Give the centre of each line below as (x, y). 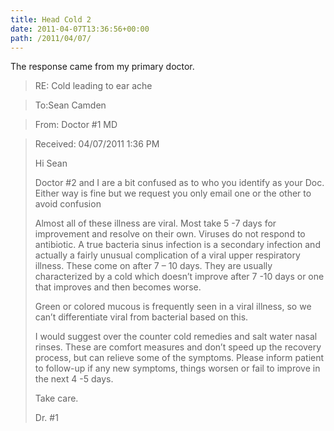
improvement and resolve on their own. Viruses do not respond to (170, 234)
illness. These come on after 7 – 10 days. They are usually (153, 266)
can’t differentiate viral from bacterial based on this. (141, 317)
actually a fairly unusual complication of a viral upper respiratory (167, 255)
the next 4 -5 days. (74, 379)
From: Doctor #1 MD (76, 125)
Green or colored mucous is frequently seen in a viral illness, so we (173, 307)
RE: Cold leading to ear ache (93, 86)
